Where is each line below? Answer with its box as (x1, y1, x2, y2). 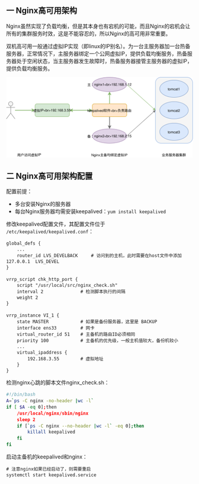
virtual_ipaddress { (17, 350, 68, 356)
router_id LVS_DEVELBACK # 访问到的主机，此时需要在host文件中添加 (17, 253, 182, 259)
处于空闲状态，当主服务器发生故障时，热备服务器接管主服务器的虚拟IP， (16, 57, 192, 64)
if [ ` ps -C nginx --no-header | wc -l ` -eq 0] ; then (17, 423, 145, 429)
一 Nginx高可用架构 (6, 5, 78, 16)
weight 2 (17, 295, 38, 301)
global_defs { (6, 241, 41, 246)
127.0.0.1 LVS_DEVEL (6, 259, 60, 265)
